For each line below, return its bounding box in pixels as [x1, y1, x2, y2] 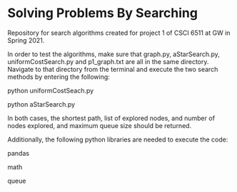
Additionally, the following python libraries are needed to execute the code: [7, 135, 228, 144]
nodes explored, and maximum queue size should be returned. [7, 121, 192, 129]
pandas [7, 149, 30, 157]
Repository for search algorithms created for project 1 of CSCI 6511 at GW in [7, 28, 231, 37]
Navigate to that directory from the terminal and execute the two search [7, 65, 218, 73]
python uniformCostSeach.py [7, 86, 94, 95]
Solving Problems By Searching [7, 5, 198, 21]
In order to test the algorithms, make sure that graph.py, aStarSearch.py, [7, 50, 220, 58]
